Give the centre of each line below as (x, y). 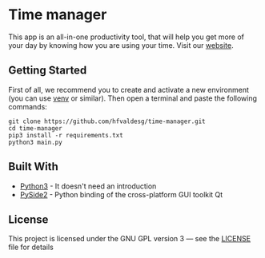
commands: (28, 106)
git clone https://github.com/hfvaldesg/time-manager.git (107, 121)
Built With (33, 167)
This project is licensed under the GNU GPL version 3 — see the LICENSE (129, 239)
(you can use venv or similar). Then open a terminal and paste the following (133, 98)
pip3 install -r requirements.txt (66, 135)
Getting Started (48, 71)
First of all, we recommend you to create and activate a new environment (129, 89)
